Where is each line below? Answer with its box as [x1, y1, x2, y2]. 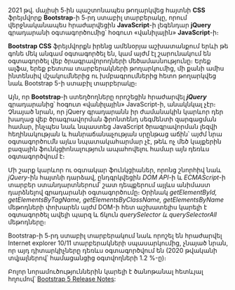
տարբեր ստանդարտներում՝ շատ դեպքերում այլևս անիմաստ [8, 181, 211, 188]
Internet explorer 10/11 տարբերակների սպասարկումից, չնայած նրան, [8, 239, 229, 247]
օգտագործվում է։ [8, 152, 65, 160]
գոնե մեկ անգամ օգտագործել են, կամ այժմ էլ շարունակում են [8, 49, 211, 57]
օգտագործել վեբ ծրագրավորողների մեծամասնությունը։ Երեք [8, 57, 211, 65]
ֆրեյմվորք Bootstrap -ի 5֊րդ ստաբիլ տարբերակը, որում [8, 13, 188, 22]
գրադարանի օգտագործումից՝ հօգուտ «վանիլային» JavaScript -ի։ [8, 28, 220, 36]
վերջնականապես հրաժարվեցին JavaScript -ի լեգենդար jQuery [8, 21, 211, 29]
